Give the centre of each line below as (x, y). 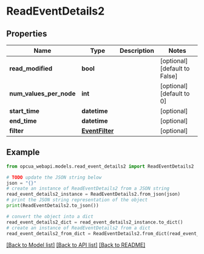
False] (169, 76)
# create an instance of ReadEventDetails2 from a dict (78, 228)
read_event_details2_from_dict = (49, 233)
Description (137, 51)
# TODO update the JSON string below (54, 177)
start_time (24, 111)
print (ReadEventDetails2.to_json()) (53, 206)
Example (23, 152)
